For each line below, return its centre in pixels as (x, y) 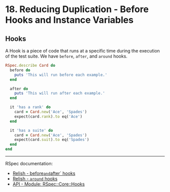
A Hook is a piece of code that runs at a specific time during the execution (83, 51)
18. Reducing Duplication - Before (77, 9)
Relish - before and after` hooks (44, 173)
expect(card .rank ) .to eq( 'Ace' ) (48, 116)
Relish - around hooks (35, 179)
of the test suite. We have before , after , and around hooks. (66, 56)
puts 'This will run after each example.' (60, 93)
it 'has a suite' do (31, 130)
